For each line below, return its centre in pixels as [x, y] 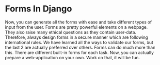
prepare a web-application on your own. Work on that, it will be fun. [72, 57]
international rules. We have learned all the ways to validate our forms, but [79, 42]
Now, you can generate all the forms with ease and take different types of [78, 22]
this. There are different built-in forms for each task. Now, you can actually [80, 52]
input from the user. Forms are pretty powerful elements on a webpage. [76, 27]
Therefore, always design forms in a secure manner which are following [77, 37]
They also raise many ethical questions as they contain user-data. [71, 32]
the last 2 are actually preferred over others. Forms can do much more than [80, 47]
